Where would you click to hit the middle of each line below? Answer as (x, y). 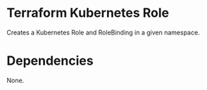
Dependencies (50, 61)
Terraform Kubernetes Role (88, 13)
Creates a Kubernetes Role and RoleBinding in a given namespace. (103, 32)
